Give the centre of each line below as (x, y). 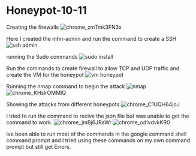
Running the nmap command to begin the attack (66, 86)
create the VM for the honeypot (45, 74)
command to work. (29, 122)
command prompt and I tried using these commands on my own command (98, 140)
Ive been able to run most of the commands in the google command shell (97, 134)
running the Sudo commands (42, 56)
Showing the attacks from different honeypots (63, 104)
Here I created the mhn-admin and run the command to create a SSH (91, 38)
